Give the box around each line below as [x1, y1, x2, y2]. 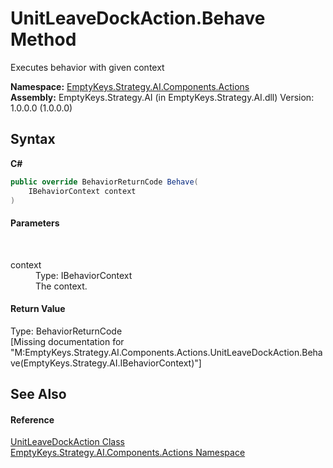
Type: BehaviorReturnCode [10, 325, 123, 337]
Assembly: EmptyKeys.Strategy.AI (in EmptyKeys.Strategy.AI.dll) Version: [10, 91, 315, 103]
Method [10, 28, 77, 51]
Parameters [10, 217, 60, 229]
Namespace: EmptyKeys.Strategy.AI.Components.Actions [10, 80, 250, 92]
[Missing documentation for [10, 335, 125, 347]
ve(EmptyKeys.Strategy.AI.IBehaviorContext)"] [10, 357, 202, 369]
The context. [35, 280, 88, 292]
